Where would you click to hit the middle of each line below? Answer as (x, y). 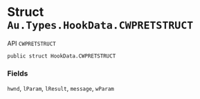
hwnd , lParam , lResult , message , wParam (61, 89)
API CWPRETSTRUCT (32, 43)
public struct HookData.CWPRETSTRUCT (62, 56)
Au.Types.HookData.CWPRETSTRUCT (100, 25)
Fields (18, 73)
